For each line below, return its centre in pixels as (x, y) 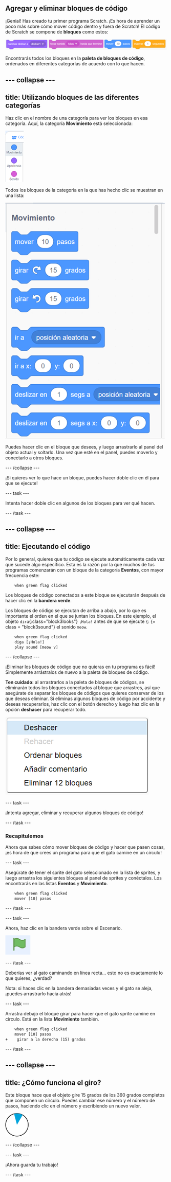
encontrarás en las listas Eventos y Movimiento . (57, 883)
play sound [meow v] (36, 647)
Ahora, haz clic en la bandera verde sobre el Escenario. (63, 928)
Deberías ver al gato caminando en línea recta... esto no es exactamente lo (84, 973)
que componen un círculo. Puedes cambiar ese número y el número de (80, 1101)
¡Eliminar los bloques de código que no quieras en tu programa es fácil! (80, 667)
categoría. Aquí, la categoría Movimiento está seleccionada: (69, 123)
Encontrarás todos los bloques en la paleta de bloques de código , (75, 58)
